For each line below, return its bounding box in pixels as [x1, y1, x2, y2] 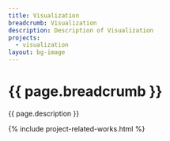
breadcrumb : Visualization [8, 19, 97, 27]
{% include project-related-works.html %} [8, 124, 145, 133]
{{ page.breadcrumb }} [8, 82, 163, 101]
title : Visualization [8, 11, 80, 20]
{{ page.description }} [8, 109, 80, 118]
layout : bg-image [8, 48, 66, 56]
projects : [8, 33, 41, 42]
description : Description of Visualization [8, 26, 154, 34]
